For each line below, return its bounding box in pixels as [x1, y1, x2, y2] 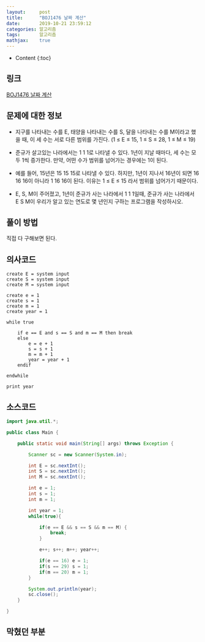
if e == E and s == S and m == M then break [17, 330, 133, 336]
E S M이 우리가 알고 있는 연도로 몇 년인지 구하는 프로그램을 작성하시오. [15, 197, 184, 205]
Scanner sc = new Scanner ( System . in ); [28, 451, 127, 458]
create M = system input [6, 282, 70, 288]
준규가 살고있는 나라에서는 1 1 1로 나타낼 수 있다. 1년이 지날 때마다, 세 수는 [15, 148, 190, 156]
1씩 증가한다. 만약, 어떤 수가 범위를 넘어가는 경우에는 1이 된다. [21, 156, 168, 164]
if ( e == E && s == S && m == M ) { [39, 524, 127, 531]
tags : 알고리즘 [6, 32, 56, 38]
